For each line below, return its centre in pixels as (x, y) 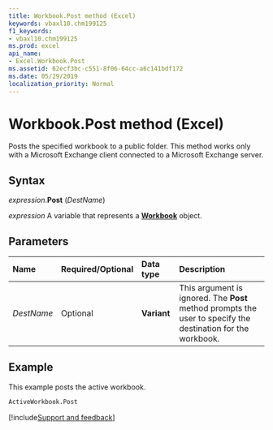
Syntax (27, 181)
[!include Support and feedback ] (62, 417)
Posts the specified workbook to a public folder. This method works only (130, 146)
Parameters (39, 241)
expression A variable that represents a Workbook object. (106, 216)
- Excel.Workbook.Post (47, 62)
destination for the (214, 329)
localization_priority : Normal (61, 84)
